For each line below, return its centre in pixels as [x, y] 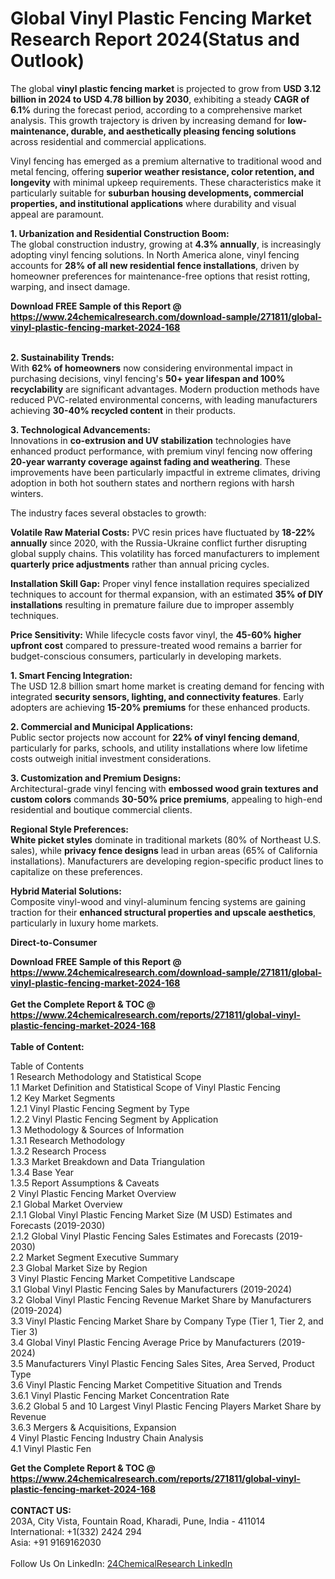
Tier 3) [24, 1331]
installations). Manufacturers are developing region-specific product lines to [167, 861]
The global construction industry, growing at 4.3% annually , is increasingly [166, 244]
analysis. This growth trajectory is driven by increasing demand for [148, 120]
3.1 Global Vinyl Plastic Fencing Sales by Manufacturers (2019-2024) [151, 1289]
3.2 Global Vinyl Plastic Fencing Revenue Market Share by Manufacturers [161, 1299]
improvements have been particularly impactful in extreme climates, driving [165, 472]
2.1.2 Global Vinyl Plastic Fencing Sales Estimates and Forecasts [142, 1236]
